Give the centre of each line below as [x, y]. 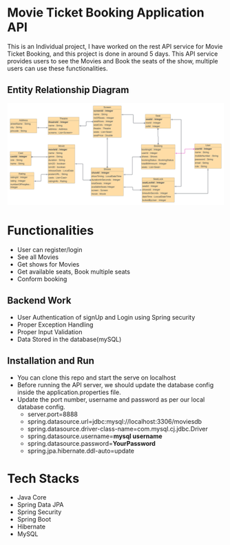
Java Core [32, 497]
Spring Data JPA [40, 505]
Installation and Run [51, 361]
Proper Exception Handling [55, 325]
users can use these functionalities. [57, 68]
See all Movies [38, 257]
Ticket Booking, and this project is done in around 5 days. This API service [113, 54]
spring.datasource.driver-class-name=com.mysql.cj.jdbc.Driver [117, 429]
